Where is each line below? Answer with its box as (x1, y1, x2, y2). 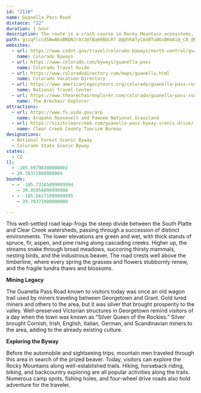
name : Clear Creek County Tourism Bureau (17, 126, 121, 132)
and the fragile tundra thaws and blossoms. (6, 265, 114, 272)
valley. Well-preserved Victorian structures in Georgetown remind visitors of (6, 307, 194, 314)
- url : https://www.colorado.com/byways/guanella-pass (11, 59, 151, 65)
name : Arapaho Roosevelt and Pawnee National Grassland (17, 115, 160, 121)
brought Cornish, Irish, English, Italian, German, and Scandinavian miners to (6, 320, 193, 327)
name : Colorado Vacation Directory (17, 76, 106, 82)
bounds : (6, 176, 26, 182)
